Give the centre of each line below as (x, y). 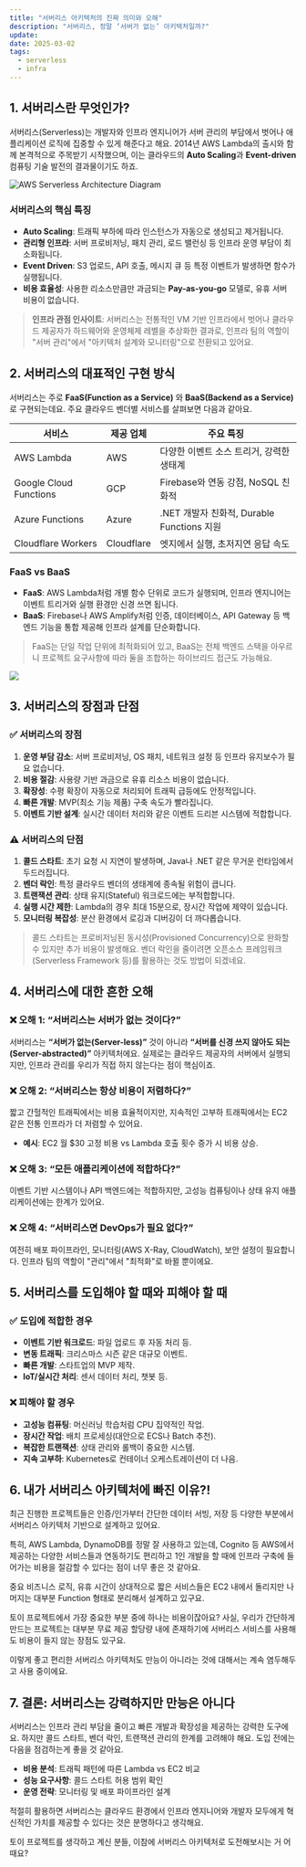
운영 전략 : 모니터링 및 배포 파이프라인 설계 (97, 1792)
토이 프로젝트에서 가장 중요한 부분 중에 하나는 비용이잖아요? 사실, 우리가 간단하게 (153, 1618)
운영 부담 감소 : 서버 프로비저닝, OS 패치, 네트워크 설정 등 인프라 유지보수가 (154, 756)
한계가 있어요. (80, 1202)
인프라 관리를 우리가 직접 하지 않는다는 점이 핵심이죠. (122, 1064)
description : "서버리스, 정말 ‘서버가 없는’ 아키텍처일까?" (109, 26)
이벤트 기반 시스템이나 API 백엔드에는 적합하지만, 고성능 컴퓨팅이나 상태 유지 (144, 1191)
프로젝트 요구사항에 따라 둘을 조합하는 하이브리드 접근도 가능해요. (157, 658)
